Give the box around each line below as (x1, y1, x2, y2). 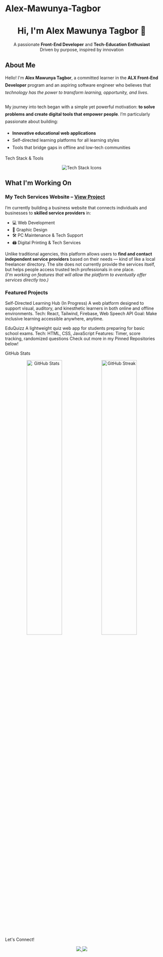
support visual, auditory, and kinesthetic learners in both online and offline (5, 305, 154, 311)
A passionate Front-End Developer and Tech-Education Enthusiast (13, 42, 150, 47)
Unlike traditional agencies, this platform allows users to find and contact (5, 251, 152, 257)
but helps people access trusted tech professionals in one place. (5, 266, 135, 272)
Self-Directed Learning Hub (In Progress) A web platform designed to (5, 300, 145, 306)
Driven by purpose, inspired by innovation (39, 47, 124, 53)
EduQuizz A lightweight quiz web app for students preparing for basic (5, 325, 145, 331)
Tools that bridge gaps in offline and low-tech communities (12, 145, 130, 151)
